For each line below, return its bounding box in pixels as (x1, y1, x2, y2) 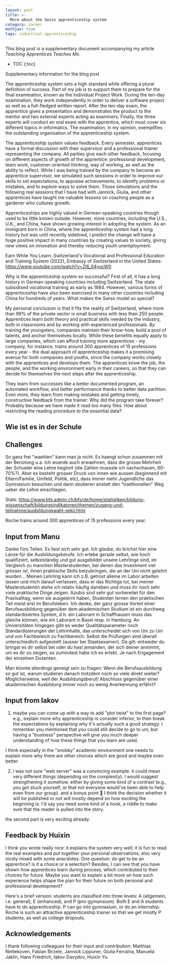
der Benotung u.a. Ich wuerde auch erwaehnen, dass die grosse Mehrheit (5, 459, 161, 465)
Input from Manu (5, 532, 60, 541)
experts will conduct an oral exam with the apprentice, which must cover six (5, 119, 166, 125)
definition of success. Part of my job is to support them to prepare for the (5, 86, 160, 92)
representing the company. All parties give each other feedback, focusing (5, 151, 161, 157)
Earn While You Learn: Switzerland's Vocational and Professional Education (5, 253, 165, 258)
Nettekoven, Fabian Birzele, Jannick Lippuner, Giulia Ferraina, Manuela (5, 949, 155, 955)
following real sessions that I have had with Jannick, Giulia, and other (5, 189, 151, 195)
